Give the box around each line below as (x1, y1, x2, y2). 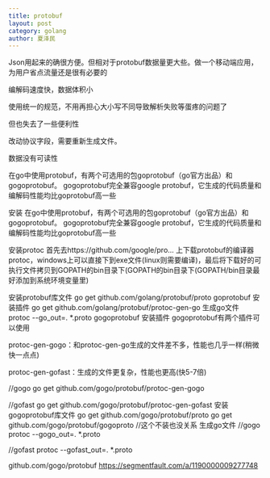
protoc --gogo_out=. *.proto (8, 430, 101, 439)
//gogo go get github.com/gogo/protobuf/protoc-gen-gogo (8, 384, 205, 393)
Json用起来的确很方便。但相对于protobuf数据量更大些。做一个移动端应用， (8, 57, 258, 67)
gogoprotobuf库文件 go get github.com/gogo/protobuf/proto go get (8, 410, 232, 420)
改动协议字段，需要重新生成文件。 (8, 136, 122, 146)
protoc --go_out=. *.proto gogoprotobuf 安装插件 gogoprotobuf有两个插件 (8, 312, 253, 323)
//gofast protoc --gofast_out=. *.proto (8, 445, 133, 455)
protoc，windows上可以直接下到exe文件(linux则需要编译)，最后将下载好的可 (8, 255, 262, 265)
